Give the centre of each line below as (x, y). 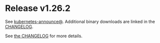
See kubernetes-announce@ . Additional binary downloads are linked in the (80, 21)
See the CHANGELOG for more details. (44, 36)
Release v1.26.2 (38, 8)
